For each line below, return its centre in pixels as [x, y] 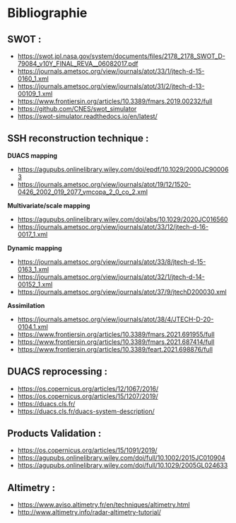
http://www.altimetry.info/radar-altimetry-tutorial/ [89, 512]
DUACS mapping [33, 155]
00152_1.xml [35, 284]
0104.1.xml [33, 326]
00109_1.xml [35, 94]
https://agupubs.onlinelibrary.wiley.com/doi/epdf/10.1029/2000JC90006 [123, 169]
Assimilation [26, 305]
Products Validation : [54, 433]
